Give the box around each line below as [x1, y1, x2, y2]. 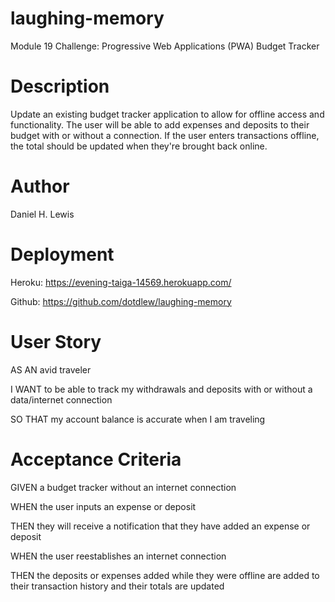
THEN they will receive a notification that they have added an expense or [10, 520, 311, 532]
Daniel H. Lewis [10, 208, 75, 220]
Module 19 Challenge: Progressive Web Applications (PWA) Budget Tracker [10, 40, 320, 52]
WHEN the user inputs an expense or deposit [10, 500, 197, 512]
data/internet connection [10, 393, 113, 406]
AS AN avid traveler [10, 363, 92, 376]
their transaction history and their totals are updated [10, 580, 225, 592]
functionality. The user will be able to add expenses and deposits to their [10, 118, 310, 131]
